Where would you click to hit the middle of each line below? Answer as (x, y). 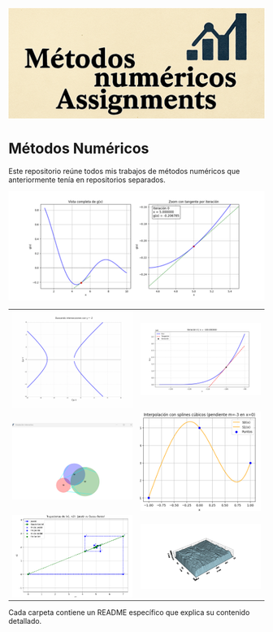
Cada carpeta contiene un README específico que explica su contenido (129, 612)
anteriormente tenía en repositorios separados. (87, 180)
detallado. (25, 621)
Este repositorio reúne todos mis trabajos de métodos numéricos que (124, 171)
